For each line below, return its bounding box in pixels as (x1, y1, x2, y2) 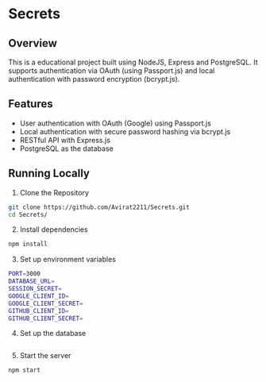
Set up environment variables (19, 255, 117, 264)
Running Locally (8, 167, 90, 180)
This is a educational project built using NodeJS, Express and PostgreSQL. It (8, 57, 258, 67)
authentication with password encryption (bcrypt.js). (8, 75, 180, 83)
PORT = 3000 (8, 270, 41, 278)
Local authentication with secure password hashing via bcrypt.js (19, 126, 231, 136)
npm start (8, 366, 41, 374)
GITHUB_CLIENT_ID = (8, 307, 69, 314)
